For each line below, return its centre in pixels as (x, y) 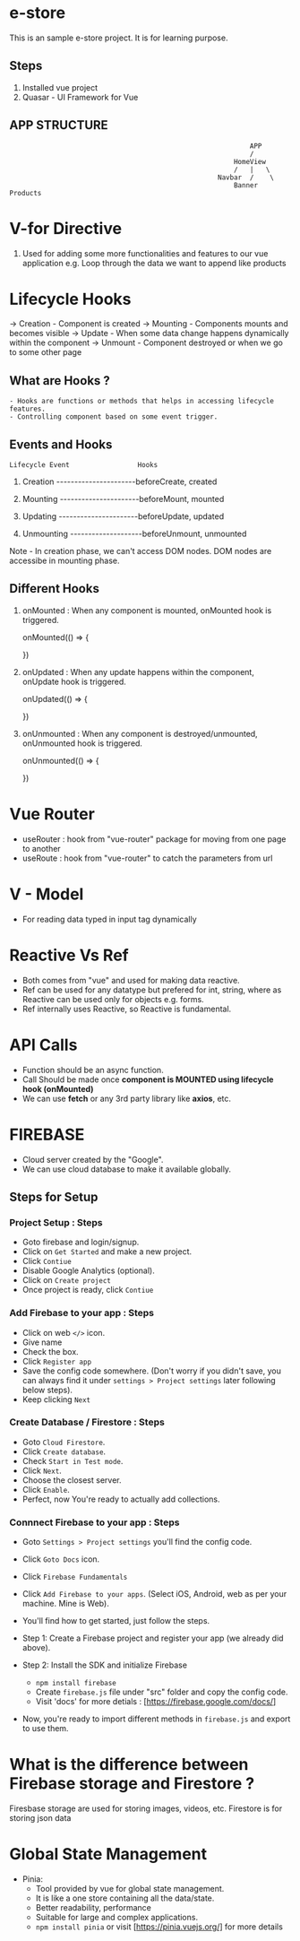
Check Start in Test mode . (73, 1460)
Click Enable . (46, 1489)
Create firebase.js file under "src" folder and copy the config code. (162, 1692)
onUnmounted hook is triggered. (82, 743)
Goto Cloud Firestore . (64, 1442)
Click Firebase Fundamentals (75, 1577)
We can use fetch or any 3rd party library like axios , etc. (126, 1098)
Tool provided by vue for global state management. (130, 1889)
